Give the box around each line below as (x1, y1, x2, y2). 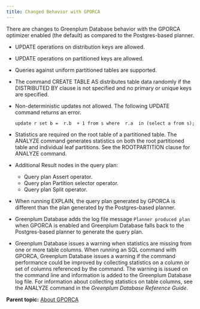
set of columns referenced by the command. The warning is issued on (14, 265, 189, 272)
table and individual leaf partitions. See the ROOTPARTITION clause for (14, 143, 190, 150)
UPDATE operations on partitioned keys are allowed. (14, 54, 144, 62)
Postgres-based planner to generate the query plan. (14, 228, 144, 235)
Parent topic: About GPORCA (6, 296, 79, 303)
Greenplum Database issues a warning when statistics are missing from (14, 240, 192, 247)
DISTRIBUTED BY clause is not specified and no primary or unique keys (14, 84, 192, 92)
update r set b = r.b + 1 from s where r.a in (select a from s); (14, 120, 195, 126)
